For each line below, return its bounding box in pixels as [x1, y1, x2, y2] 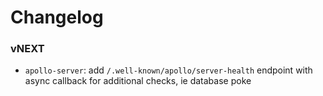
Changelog [10, 6, 104, 29]
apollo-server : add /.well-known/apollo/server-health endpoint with [24, 64, 313, 76]
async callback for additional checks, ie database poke [24, 75, 252, 87]
